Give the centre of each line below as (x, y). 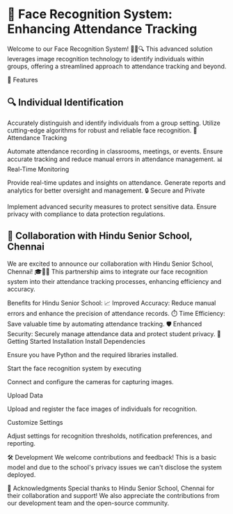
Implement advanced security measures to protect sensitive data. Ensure (112, 206)
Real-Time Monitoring (38, 169)
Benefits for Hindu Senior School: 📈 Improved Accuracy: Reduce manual (112, 303)
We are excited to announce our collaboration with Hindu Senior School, (111, 264)
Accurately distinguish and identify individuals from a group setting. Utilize (114, 123)
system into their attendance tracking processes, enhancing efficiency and (114, 281)
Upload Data (25, 395)
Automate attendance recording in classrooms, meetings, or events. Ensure (115, 151)
